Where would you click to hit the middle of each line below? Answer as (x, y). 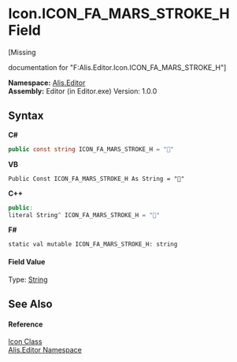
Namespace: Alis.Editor (47, 83)
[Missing (22, 52)
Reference (26, 324)
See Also (30, 304)
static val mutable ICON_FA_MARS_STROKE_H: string (93, 245)
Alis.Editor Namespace (45, 350)
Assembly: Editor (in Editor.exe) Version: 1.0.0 (83, 90)
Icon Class (25, 342)
